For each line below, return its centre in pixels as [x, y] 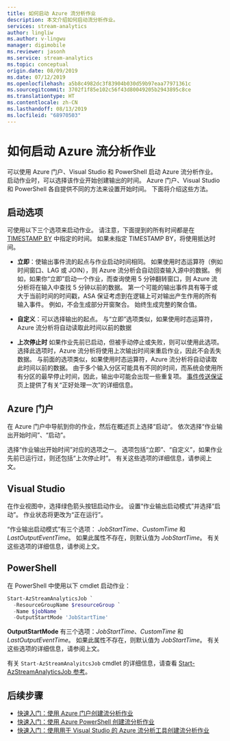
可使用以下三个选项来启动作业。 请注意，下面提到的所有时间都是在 [101, 230]
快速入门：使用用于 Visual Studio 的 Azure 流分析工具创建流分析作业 [113, 731]
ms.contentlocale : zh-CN [42, 103]
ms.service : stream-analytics [50, 58]
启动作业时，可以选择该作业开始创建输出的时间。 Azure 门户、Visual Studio [114, 180]
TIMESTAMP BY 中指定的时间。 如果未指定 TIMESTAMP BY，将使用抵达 [108, 239]
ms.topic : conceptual [38, 64]
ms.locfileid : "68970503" [44, 115]
